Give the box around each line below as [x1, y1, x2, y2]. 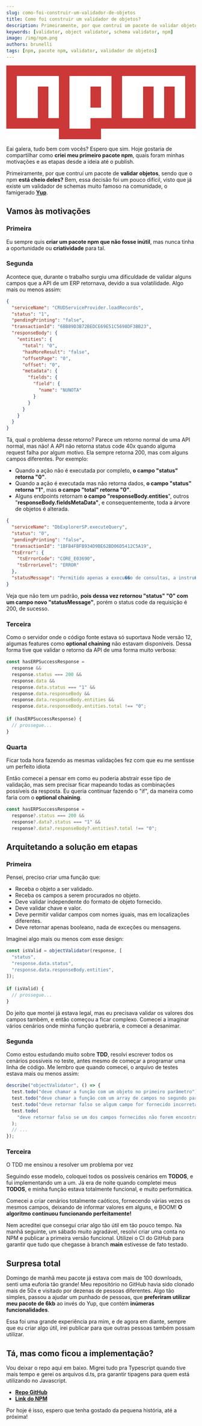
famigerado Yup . [6, 188, 48, 196]
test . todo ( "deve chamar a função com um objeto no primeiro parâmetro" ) [11, 1089, 198, 1095]
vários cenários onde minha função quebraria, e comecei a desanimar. [6, 1022, 182, 1029]
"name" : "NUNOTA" [38, 387, 82, 394]
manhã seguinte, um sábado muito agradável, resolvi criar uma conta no [6, 1228, 185, 1235]
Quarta [6, 743, 27, 751]
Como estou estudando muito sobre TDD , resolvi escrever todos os [6, 1051, 173, 1058]
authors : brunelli [6, 42, 52, 48]
